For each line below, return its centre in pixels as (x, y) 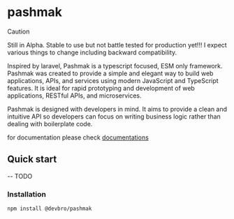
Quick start (32, 159)
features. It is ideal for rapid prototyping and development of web (101, 88)
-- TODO (20, 176)
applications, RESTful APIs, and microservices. (74, 96)
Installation (27, 194)
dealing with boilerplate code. (50, 123)
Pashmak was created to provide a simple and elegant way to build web (110, 73)
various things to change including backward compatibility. (92, 52)
